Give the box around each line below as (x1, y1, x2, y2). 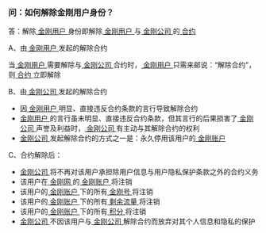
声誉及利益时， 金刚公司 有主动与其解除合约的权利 (35, 124, 200, 133)
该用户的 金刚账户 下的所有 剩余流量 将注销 (19, 197, 160, 207)
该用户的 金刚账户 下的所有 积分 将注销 (19, 207, 147, 216)
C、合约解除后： (8, 151, 63, 160)
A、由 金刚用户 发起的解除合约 (8, 44, 108, 53)
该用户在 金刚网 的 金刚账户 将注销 (19, 177, 133, 187)
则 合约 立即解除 (8, 70, 61, 80)
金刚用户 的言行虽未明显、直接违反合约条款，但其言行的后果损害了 (19, 113, 238, 124)
